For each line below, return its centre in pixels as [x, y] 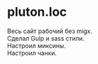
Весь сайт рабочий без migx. [50, 31]
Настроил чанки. [32, 53]
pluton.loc [37, 12]
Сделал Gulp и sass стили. [46, 38]
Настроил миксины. [37, 45]
